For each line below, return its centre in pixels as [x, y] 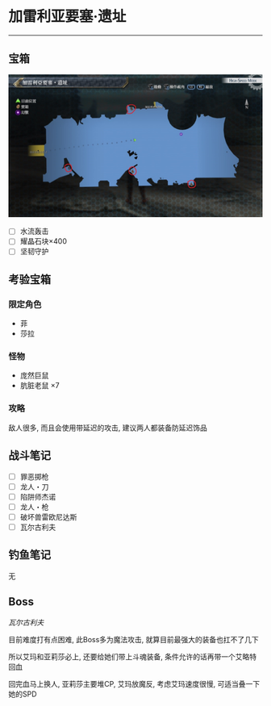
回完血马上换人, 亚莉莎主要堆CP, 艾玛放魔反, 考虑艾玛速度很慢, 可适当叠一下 [134, 683]
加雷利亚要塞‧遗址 [67, 17]
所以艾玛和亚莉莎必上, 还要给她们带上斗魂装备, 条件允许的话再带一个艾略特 [132, 656]
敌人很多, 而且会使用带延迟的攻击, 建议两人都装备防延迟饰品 [108, 428]
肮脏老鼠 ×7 [40, 386]
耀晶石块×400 [43, 241]
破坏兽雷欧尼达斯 [48, 516]
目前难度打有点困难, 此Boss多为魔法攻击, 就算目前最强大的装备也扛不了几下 [134, 639]
